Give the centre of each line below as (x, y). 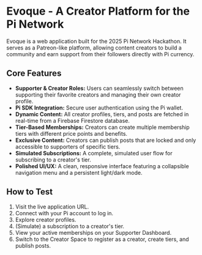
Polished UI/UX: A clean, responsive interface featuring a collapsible (102, 166)
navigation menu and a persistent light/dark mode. (79, 172)
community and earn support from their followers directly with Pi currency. (100, 54)
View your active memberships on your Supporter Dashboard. (93, 232)
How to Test (30, 192)
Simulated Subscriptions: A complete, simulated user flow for (94, 153)
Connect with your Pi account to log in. (64, 213)
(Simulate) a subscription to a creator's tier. (69, 226)
